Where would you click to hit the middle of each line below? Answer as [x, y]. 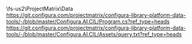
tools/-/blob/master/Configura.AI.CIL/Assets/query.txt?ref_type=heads [94, 34]
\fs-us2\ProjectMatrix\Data [40, 9]
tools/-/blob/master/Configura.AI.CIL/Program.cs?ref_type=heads [88, 21]
